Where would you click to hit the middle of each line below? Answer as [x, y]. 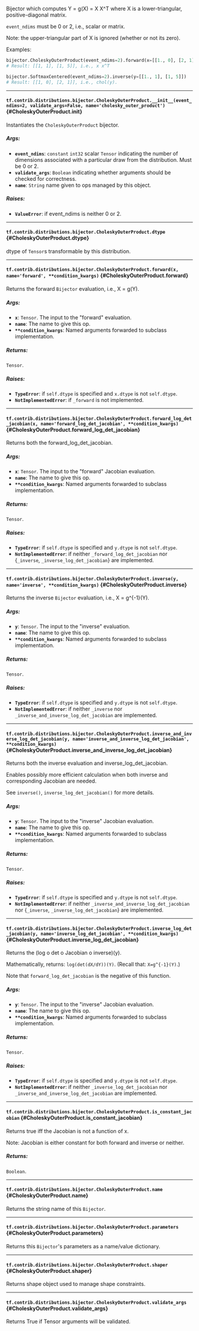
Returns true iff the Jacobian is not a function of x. [68, 1131]
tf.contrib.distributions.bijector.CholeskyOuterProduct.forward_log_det [99, 419]
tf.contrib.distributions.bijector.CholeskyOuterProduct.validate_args [96, 1302]
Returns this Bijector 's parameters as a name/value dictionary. [83, 1246]
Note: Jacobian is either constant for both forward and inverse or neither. [95, 1142]
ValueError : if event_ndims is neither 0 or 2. [68, 214]
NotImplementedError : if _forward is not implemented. [79, 400]
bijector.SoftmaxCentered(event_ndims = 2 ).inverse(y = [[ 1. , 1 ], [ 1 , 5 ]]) [96, 77]
